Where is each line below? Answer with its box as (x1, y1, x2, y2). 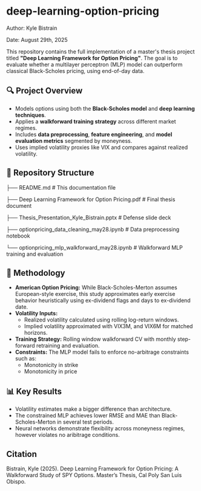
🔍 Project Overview (6, 86, 83, 96)
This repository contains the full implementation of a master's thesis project (6, 47, 195, 55)
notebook (6, 232, 30, 239)
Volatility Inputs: (15, 310, 58, 317)
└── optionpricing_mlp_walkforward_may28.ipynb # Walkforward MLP (6, 244, 183, 251)
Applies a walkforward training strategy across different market (15, 117, 177, 125)
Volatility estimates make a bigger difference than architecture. (15, 405, 172, 413)
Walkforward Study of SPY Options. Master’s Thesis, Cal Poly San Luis (6, 472, 182, 478)
